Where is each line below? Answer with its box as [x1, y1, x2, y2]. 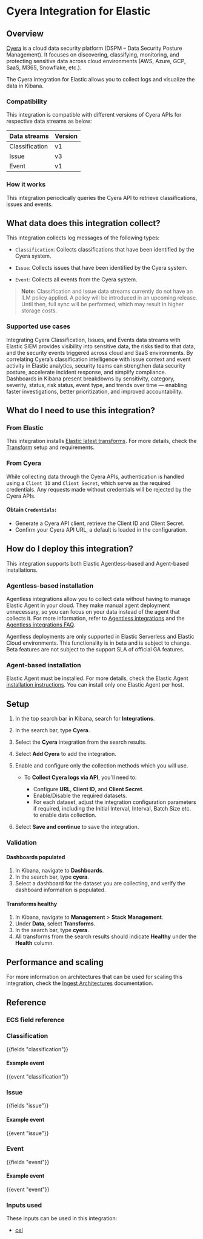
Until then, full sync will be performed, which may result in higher [21, 301, 184, 308]
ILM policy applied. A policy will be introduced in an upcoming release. [21, 294, 198, 301]
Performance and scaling [6, 957, 104, 967]
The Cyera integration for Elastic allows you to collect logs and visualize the [6, 76, 195, 83]
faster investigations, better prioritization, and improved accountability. [6, 388, 183, 395]
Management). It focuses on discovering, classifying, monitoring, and [6, 51, 180, 58]
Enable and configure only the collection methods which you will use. [15, 762, 188, 769]
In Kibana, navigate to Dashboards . [15, 867, 104, 874]
